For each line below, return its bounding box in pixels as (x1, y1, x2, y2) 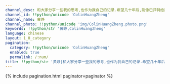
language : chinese (5, 31, 44, 36)
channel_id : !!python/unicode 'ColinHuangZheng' (5, 12, 110, 17)
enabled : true (10, 50, 39, 55)
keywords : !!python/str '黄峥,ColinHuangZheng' (5, 26, 106, 31)
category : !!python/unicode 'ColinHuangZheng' (10, 45, 110, 50)
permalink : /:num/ (10, 54, 49, 60)
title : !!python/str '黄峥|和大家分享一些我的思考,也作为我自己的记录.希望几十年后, (5, 59, 167, 64)
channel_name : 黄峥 (5, 17, 45, 22)
